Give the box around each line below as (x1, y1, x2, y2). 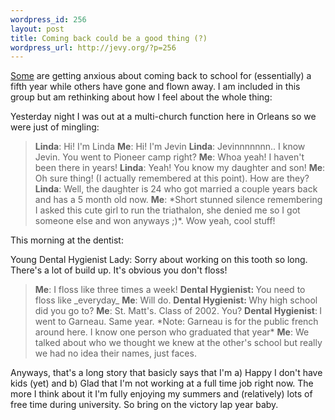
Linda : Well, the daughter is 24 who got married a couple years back (34, 183, 318, 195)
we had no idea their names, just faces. (34, 347, 197, 360)
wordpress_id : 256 (10, 14, 87, 25)
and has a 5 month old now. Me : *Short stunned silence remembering (34, 194, 323, 206)
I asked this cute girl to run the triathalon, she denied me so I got (34, 204, 301, 216)
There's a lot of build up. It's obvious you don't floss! (10, 264, 228, 276)
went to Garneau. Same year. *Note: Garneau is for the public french (34, 316, 319, 328)
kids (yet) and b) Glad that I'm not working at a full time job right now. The (10, 377, 314, 390)
